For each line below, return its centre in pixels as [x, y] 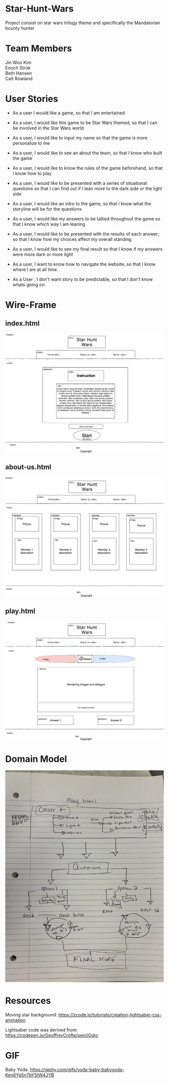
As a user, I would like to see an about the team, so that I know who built [87, 153]
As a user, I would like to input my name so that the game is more [80, 138]
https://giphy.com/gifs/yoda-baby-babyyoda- [77, 1070]
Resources [28, 1001]
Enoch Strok [18, 68]
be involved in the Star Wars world [48, 128]
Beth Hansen [19, 73]
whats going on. [29, 284]
